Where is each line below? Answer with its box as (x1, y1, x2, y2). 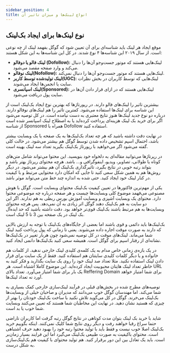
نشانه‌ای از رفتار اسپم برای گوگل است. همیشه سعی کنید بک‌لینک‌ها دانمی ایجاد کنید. (6, 237, 161, 243)
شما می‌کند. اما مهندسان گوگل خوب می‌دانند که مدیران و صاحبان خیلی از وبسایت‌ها (6, 289, 161, 295)
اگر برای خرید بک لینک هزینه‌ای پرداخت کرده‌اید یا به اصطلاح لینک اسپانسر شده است (6, 117, 163, 124)
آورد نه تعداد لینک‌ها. (6, 274, 42, 280)
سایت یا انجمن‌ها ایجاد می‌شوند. (13, 81, 72, 87)
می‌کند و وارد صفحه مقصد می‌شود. (13, 65, 79, 71)
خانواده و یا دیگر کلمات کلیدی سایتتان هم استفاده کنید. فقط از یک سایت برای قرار (6, 252, 158, 258)
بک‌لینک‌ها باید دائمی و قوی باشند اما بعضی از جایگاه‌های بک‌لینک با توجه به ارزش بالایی (6, 221, 165, 228)
